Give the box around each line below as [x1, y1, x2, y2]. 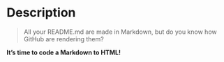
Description [6, 5, 76, 21]
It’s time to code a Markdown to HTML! [6, 48, 121, 56]
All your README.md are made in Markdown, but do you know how [23, 28, 217, 36]
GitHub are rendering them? [23, 34, 104, 43]
